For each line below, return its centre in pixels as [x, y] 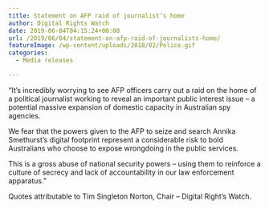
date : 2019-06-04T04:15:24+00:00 [64, 30]
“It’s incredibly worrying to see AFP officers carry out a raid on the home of [132, 90]
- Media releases [45, 61]
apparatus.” [27, 180]
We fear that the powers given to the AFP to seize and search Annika [122, 131]
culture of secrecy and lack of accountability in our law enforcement [121, 172]
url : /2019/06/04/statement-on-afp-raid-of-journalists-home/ [114, 38]
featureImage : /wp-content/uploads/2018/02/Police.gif [102, 46]
